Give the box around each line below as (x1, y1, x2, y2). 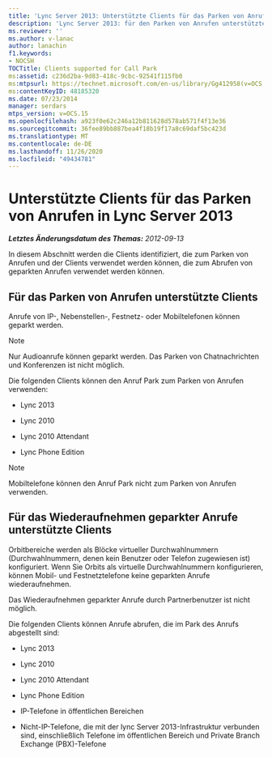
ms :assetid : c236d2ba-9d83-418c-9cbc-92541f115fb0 (8, 72, 183, 80)
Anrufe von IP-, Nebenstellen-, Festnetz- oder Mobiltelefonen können (8, 312, 240, 321)
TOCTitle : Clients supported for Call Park (8, 65, 158, 73)
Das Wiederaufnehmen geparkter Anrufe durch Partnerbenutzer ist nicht (8, 594, 251, 604)
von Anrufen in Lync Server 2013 (8, 207, 233, 225)
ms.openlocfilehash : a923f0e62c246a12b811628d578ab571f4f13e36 (8, 117, 227, 125)
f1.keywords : (8, 49, 53, 57)
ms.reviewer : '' (8, 27, 63, 35)
